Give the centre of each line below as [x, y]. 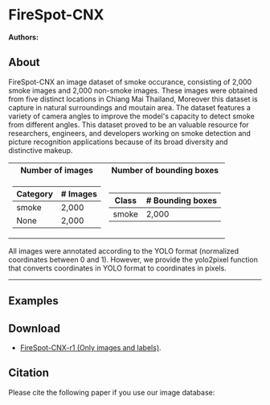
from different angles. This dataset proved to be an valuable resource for [129, 124]
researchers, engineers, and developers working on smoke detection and [130, 133]
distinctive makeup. [41, 150]
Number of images [57, 170]
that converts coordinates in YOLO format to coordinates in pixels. [117, 268]
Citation [29, 373]
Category [35, 193]
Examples [33, 301]
